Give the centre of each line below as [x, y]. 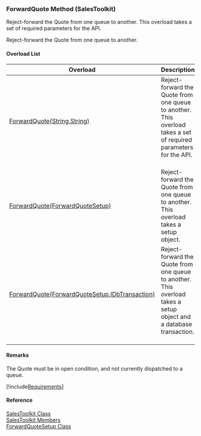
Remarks [18, 355]
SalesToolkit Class [28, 413]
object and [176, 317]
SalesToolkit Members [33, 420]
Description [178, 70]
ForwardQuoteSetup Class [39, 426]
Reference [19, 400]
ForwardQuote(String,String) [49, 121]
